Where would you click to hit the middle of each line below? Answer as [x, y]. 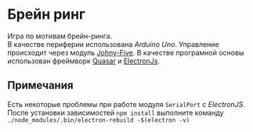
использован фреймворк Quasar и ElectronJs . [84, 61]
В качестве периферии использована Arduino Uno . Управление [114, 44]
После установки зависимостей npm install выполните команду [116, 112]
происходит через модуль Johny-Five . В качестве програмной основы [126, 52]
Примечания [40, 86]
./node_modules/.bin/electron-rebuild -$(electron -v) [99, 120]
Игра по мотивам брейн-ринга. [60, 36]
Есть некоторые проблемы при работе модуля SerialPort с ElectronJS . [127, 104]
